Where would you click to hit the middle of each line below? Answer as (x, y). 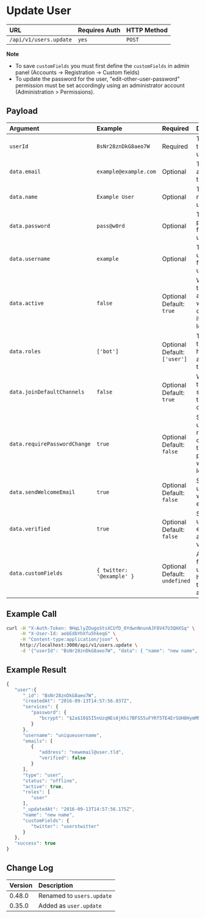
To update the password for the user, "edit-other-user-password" (97, 79)
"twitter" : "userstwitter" (65, 826)
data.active (27, 303)
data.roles (25, 351)
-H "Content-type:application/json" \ (69, 640)
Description (56, 885)
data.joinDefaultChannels (47, 392)
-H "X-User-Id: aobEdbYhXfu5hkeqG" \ (68, 634)
